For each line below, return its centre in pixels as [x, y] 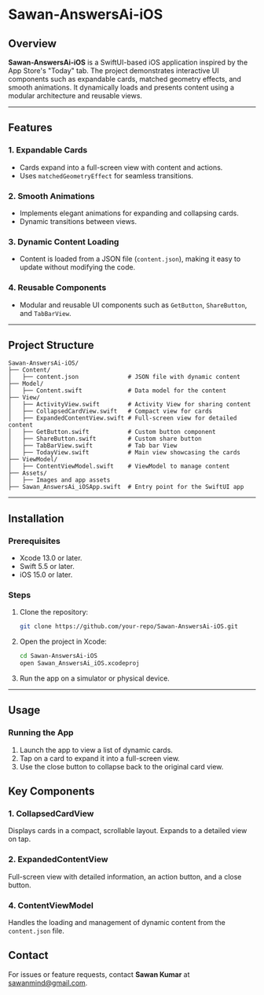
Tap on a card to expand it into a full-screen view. [100, 758]
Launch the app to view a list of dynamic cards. [96, 750]
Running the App [41, 732]
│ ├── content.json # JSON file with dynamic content [125, 377]
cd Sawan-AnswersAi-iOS [59, 656]
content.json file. [37, 931]
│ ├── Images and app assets [59, 480]
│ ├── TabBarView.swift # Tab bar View [93, 446]
